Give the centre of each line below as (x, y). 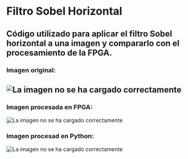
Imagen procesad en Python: (50, 136)
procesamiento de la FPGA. (59, 53)
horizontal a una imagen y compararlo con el (93, 43)
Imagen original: (31, 70)
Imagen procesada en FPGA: (50, 107)
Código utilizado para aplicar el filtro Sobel (89, 34)
